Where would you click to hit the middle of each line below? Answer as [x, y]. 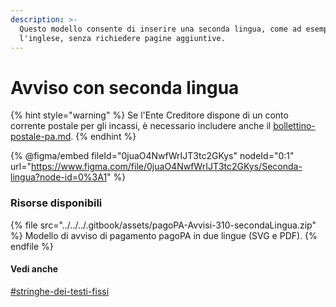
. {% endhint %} [103, 137]
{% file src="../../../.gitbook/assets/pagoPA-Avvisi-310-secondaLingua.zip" [163, 225]
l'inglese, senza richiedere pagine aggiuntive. [122, 38]
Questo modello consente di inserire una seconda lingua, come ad [160, 29]
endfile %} [32, 246]
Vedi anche [34, 269]
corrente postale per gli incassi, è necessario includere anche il [141, 126]
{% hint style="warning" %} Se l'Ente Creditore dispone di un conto [149, 115]
